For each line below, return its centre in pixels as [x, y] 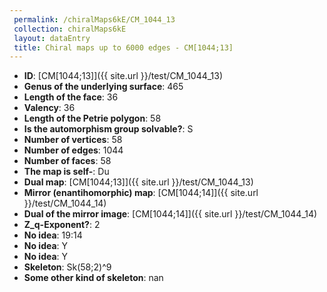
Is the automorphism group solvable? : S [108, 129]
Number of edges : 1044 [73, 150]
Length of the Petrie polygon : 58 [92, 118]
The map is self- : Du [66, 172]
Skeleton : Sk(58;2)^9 [67, 267]
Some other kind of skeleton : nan [93, 278]
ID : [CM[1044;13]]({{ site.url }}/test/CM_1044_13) [123, 76]
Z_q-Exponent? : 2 [62, 225]
